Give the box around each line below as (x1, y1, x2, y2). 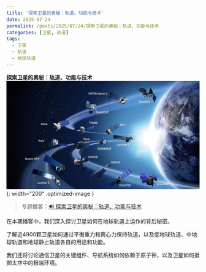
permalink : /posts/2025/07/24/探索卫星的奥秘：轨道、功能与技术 (6, 23, 159, 29)
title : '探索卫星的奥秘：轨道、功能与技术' (6, 10, 104, 16)
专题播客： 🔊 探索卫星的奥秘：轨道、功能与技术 (21, 203, 142, 210)
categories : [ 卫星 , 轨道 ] (6, 29, 69, 36)
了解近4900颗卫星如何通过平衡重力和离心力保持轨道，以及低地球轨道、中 (6, 231, 192, 238)
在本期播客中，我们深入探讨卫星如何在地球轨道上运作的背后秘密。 (6, 218, 173, 225)
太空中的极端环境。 (11, 259, 60, 266)
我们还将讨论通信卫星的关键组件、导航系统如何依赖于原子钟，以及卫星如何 (6, 252, 194, 259)
